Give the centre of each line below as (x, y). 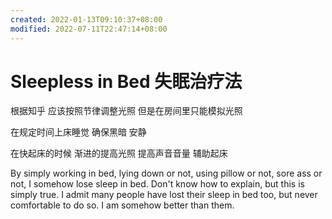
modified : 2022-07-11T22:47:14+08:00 (89, 29)
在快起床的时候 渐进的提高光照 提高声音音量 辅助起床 (119, 153)
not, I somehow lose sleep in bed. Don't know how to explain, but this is (157, 184)
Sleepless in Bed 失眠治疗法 (126, 81)
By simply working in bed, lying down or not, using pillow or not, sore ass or (166, 173)
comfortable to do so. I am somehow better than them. (122, 205)
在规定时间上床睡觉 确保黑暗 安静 (78, 132)
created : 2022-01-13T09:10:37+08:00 (86, 19)
